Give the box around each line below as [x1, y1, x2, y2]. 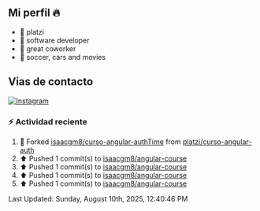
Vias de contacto [8, 75, 94, 89]
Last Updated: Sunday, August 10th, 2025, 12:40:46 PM [8, 194, 188, 203]
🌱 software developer [19, 35, 90, 45]
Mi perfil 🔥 [8, 6, 61, 20]
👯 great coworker [19, 43, 76, 54]
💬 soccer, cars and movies [19, 52, 106, 61]
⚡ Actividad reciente [8, 116, 88, 127]
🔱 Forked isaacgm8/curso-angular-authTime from [19, 137, 181, 146]
